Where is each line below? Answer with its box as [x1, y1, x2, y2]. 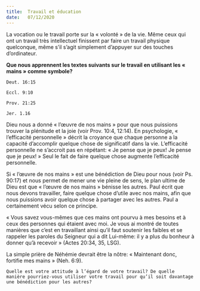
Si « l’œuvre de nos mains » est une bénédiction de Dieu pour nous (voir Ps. [6, 171, 193, 178]
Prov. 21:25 [6, 100, 36, 106]
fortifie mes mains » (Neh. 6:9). [6, 257, 83, 264]
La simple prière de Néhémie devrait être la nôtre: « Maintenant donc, [6, 250, 177, 258]
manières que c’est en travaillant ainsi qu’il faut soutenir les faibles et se [6, 226, 183, 233]
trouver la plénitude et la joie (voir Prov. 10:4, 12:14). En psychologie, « [6, 127, 179, 134]
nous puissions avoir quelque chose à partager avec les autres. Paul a [6, 196, 179, 203]
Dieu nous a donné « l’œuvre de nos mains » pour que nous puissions [6, 120, 178, 128]
